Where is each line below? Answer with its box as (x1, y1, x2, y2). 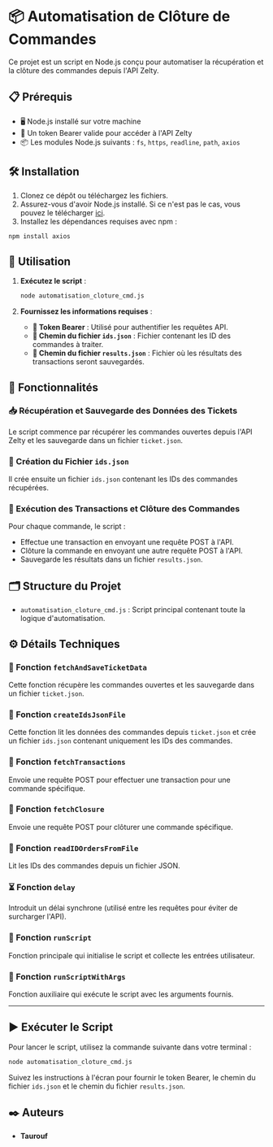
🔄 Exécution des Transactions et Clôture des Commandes (8, 503, 240, 515)
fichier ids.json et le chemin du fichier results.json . (8, 1081, 185, 1091)
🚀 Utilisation (8, 254, 71, 268)
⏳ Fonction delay (8, 882, 76, 893)
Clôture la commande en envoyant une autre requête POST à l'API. (19, 546, 243, 556)
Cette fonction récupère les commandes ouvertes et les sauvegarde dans (8, 680, 254, 689)
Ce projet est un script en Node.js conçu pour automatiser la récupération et (8, 57, 264, 67)
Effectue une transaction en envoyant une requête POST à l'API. (19, 537, 234, 547)
